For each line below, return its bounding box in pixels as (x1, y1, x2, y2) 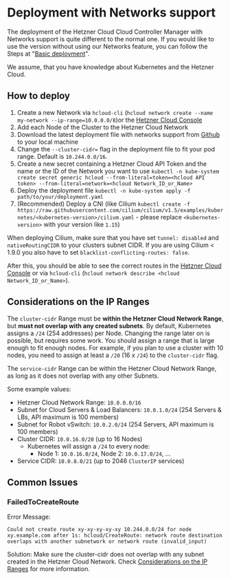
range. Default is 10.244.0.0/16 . (16, 152, 108, 160)
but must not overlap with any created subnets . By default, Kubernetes (7, 321, 211, 330)
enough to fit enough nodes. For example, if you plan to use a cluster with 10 (7, 343, 224, 352)
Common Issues (7, 476, 78, 488)
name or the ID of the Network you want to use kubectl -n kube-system (16, 167, 220, 175)
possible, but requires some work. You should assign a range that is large (7, 336, 215, 345)
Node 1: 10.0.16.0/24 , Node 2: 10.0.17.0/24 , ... (37, 449, 171, 458)
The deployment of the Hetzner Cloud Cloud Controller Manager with (7, 28, 203, 36)
